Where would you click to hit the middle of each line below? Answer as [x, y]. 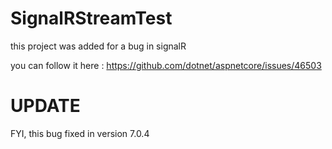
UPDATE [45, 106]
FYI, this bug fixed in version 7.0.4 [80, 133]
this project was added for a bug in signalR [98, 46]
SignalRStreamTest [91, 18]
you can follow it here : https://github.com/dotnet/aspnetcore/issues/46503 [166, 65]
